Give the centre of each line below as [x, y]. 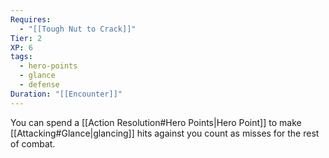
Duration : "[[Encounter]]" [66, 94]
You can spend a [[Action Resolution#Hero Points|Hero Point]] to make [156, 122]
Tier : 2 [26, 38]
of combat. [33, 143]
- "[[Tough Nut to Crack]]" [78, 29]
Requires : [31, 19]
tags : [21, 57]
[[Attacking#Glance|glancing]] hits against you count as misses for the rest [165, 133]
